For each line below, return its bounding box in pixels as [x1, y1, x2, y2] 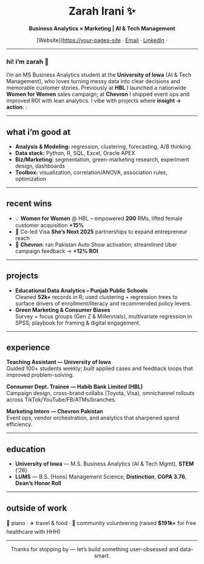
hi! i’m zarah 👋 [6, 57, 49, 66]
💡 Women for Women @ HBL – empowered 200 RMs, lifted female [15, 215, 183, 222]
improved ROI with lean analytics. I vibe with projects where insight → [6, 97, 182, 105]
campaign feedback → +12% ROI [15, 247, 98, 255]
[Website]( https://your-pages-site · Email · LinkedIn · [36, 36, 168, 44]
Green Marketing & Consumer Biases [15, 306, 110, 314]
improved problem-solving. [6, 371, 74, 379]
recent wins [6, 199, 52, 209]
